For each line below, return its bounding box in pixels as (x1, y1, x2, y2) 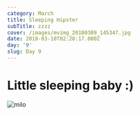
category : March (7, 10, 54, 17)
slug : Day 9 (7, 49, 41, 55)
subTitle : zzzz (7, 23, 51, 29)
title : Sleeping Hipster (7, 16, 79, 23)
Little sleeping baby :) (7, 78, 134, 93)
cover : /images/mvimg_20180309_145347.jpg (7, 29, 131, 36)
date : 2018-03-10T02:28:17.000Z (7, 36, 100, 42)
